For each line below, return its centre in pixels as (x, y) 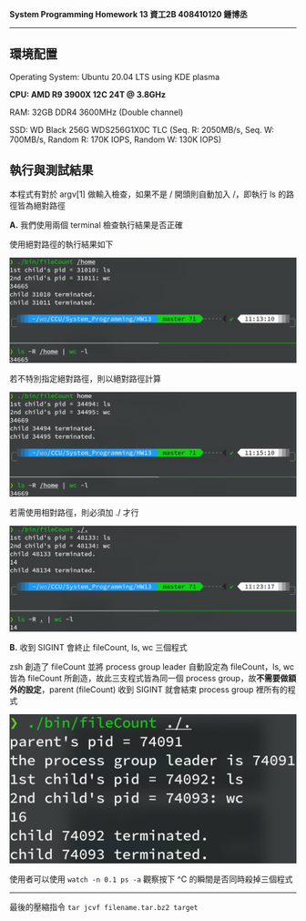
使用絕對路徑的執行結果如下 (61, 244)
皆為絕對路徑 (41, 205)
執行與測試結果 (51, 171)
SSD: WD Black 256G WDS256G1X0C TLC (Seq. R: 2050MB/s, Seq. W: (142, 129)
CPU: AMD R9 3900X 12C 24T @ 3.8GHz (88, 94)
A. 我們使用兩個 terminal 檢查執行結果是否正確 (97, 225)
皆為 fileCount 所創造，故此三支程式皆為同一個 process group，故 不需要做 (149, 678)
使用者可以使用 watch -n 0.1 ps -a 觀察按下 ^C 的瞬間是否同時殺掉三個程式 (151, 879)
